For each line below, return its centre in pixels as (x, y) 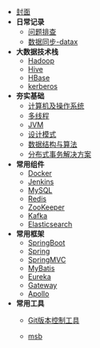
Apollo (38, 294)
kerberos (43, 86)
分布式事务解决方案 (60, 154)
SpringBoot (46, 243)
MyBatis (41, 268)
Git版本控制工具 (54, 320)
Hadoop (41, 61)
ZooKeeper (46, 207)
